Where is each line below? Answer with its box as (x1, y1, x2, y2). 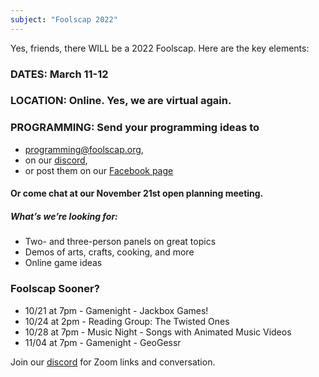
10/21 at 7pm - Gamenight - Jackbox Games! (24, 304, 209, 316)
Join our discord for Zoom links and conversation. (10, 356, 216, 368)
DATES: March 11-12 (10, 67, 109, 81)
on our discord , (24, 154, 88, 166)
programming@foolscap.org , (24, 143, 144, 155)
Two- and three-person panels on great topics (24, 236, 217, 248)
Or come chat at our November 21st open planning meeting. (10, 187, 264, 200)
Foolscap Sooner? (10, 282, 100, 296)
